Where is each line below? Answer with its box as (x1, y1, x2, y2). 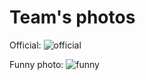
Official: (9, 39, 42, 51)
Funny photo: (9, 58, 64, 70)
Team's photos (9, 6, 136, 29)
